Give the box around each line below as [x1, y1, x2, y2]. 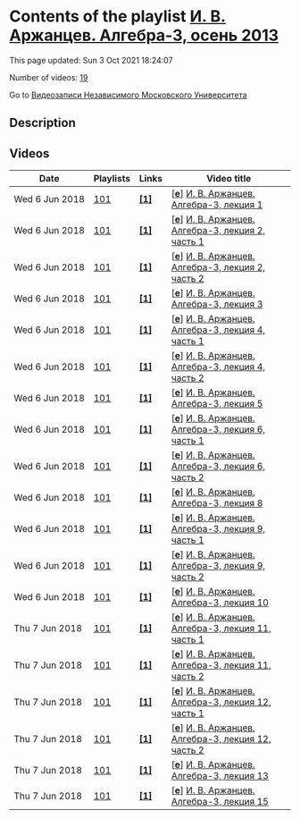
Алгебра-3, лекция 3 [171, 298, 263, 310]
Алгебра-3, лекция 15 [171, 796, 270, 808]
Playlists [93, 173, 131, 185]
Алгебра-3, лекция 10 [171, 596, 270, 609]
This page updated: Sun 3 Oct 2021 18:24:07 [9, 55, 173, 65]
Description [9, 115, 76, 131]
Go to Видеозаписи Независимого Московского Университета [9, 89, 247, 100]
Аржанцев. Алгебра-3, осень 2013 [9, 25, 279, 46]
